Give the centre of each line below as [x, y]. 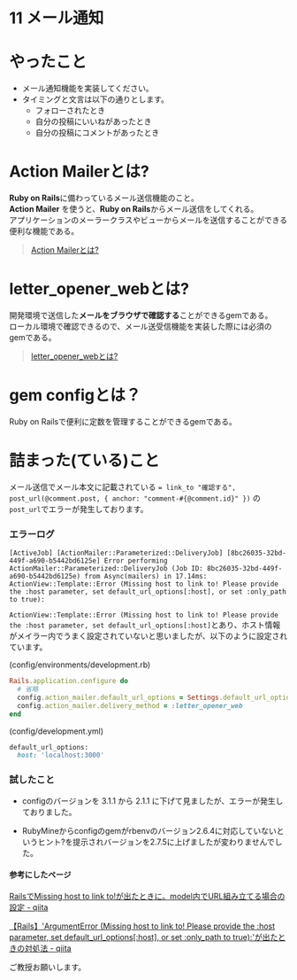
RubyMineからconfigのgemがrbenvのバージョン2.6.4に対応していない [149, 830]
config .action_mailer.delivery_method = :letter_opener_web [130, 705]
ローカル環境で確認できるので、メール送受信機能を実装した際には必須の [141, 326]
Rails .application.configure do [69, 681]
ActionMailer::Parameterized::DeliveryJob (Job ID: [106, 569]
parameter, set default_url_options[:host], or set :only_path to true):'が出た [144, 937]
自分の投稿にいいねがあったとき [93, 121]
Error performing [136, 561]
